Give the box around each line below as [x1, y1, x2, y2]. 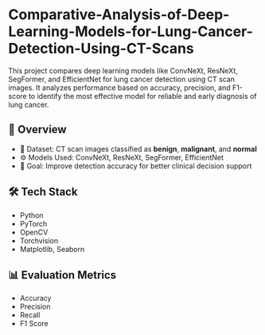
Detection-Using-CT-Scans [8, 40, 195, 57]
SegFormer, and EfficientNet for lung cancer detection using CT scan [8, 74, 236, 84]
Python [19, 210, 44, 220]
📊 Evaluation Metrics [8, 268, 117, 282]
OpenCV [19, 227, 49, 237]
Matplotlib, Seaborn [19, 244, 85, 254]
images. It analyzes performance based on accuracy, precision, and [8, 82, 231, 93]
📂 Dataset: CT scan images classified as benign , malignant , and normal [19, 144, 257, 153]
